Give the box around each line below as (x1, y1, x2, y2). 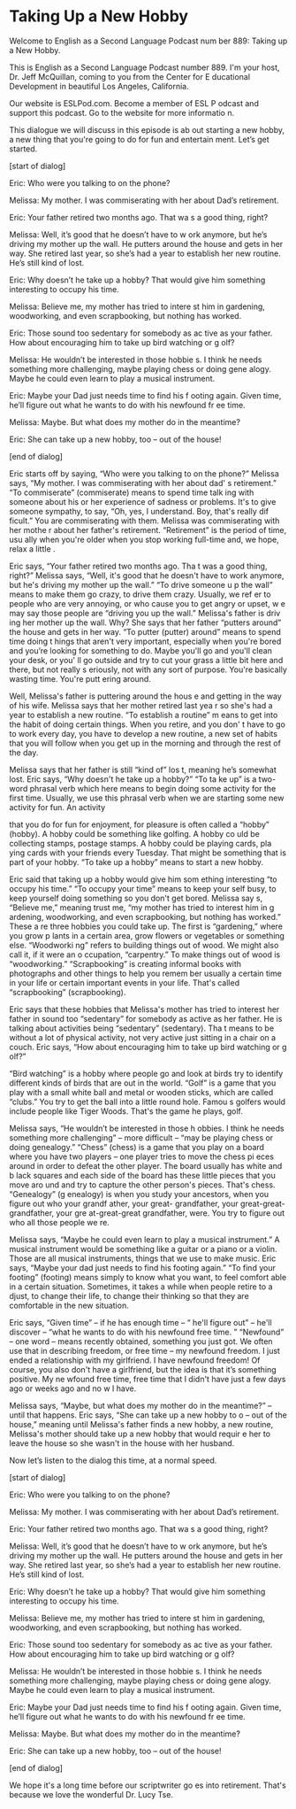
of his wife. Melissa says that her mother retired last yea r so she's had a (9, 700, 273, 710)
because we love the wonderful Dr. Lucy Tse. (9, 1789, 174, 1799)
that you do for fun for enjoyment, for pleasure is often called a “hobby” (9, 819, 269, 830)
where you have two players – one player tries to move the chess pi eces (9, 1151, 274, 1162)
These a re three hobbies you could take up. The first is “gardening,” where (9, 921, 284, 932)
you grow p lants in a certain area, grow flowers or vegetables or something (9, 930, 285, 940)
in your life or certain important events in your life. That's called (9, 977, 240, 988)
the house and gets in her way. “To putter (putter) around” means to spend (9, 626, 281, 637)
